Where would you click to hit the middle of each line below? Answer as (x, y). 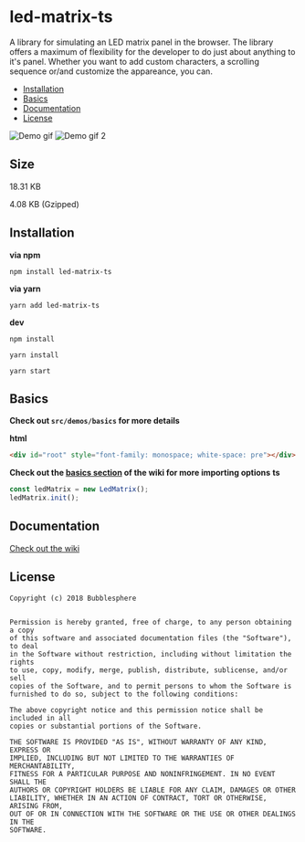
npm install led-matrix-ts (61, 271)
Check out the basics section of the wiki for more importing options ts (145, 473)
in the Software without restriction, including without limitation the (151, 654)
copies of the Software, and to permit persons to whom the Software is (151, 686)
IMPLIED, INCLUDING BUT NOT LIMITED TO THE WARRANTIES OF (122, 758)
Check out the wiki (45, 548)
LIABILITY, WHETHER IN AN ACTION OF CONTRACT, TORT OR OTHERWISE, (138, 798)
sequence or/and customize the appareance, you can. (111, 71)
